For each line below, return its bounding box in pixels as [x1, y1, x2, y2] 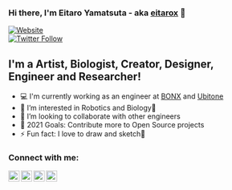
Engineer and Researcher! [8, 70, 142, 83]
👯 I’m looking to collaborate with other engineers [19, 111, 181, 121]
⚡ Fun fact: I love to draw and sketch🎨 [19, 129, 146, 139]
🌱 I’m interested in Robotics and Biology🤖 [19, 103, 157, 113]
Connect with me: [8, 152, 79, 164]
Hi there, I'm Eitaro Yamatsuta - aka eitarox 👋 [8, 7, 186, 18]
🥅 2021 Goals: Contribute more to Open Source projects [19, 120, 205, 130]
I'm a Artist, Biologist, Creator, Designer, [8, 57, 214, 71]
